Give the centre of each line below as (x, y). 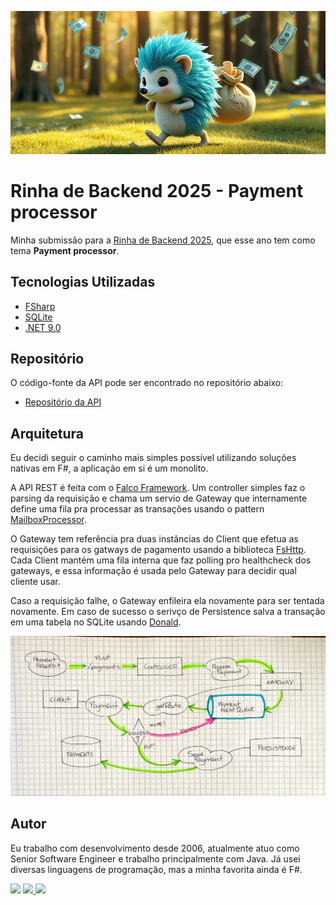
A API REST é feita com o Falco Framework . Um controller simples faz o (158, 488)
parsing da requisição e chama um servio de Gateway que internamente (159, 498)
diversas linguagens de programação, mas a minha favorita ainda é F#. (156, 869)
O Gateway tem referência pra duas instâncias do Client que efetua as (154, 539)
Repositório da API (63, 402)
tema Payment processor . (65, 250)
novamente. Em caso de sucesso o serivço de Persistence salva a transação (168, 612)
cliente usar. (35, 582)
